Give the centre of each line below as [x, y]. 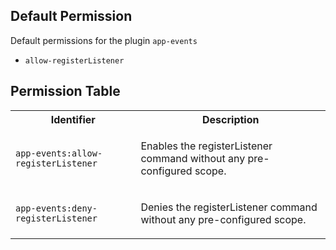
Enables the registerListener [206, 146]
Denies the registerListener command [229, 207]
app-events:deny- [56, 208]
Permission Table [65, 91]
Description [231, 119]
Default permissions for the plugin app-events [104, 40]
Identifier [73, 119]
